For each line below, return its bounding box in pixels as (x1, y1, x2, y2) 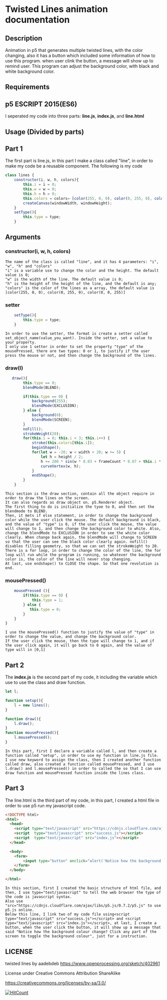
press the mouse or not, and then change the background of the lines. (5, 353, 157, 358)
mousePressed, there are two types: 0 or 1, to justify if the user (5, 348, 150, 353)
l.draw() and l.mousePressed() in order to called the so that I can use (5, 766, 162, 771)
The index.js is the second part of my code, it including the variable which (5, 674, 158, 680)
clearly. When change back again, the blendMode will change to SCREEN (5, 535, 157, 540)
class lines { (5, 173, 35, 178)
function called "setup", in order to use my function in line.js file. (5, 753, 159, 758)
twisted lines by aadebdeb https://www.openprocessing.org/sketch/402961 (5, 960, 160, 967)
